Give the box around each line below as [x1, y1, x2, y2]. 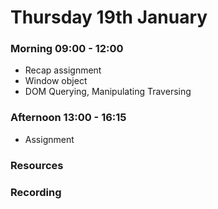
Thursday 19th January [10, 6, 208, 29]
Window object [24, 75, 88, 87]
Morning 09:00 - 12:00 [10, 42, 124, 56]
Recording [10, 185, 62, 199]
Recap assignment [24, 64, 102, 76]
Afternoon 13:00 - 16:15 [10, 111, 127, 125]
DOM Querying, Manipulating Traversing [24, 86, 192, 98]
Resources [10, 158, 64, 172]
